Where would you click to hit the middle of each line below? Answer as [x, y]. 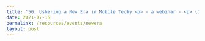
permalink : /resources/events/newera [54, 23]
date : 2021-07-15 [28, 17]
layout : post [23, 29]
